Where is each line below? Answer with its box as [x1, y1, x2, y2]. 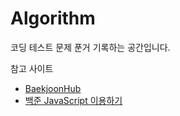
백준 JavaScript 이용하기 [24, 94, 123, 106]
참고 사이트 [10, 62, 54, 74]
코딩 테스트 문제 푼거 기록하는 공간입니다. [10, 41, 171, 53]
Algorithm [10, 7, 96, 30]
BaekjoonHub [24, 82, 82, 94]
